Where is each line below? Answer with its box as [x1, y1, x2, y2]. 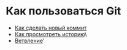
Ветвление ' [14, 37, 45, 44]
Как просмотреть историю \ [14, 30, 87, 37]
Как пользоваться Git [6, 4, 121, 18]
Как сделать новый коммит [14, 24, 87, 31]
